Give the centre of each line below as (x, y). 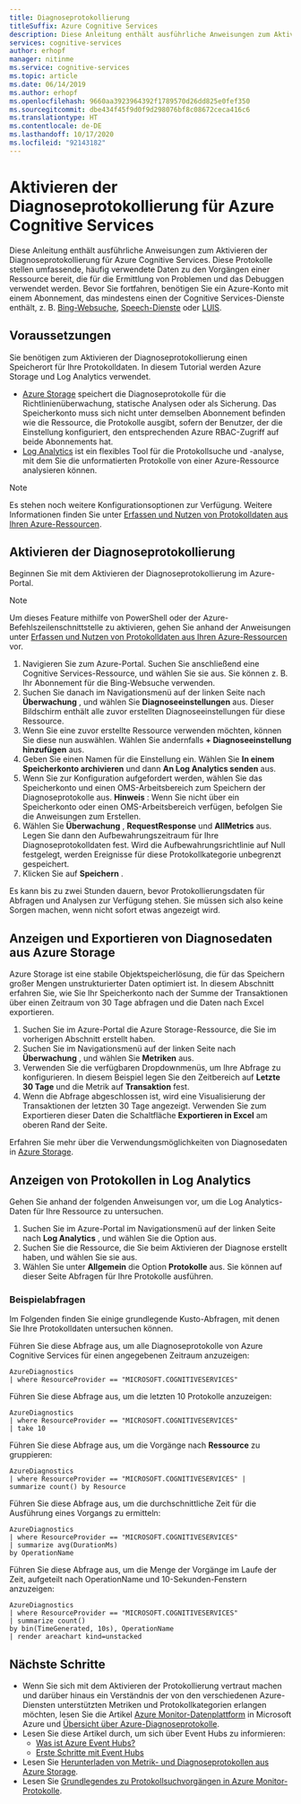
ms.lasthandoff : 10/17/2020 (62, 135)
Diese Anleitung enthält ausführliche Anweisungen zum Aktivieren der (138, 250)
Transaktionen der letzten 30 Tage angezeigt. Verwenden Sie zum (144, 1106)
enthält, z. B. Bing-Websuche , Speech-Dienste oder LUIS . (116, 307)
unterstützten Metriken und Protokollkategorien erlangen (162, 1705)
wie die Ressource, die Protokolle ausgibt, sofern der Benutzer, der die (152, 422)
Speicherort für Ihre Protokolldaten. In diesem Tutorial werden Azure (135, 367)
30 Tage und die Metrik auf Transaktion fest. (106, 1087)
